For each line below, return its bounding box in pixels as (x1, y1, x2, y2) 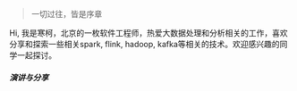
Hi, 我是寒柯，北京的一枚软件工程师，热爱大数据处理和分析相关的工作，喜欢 (9, 28, 288, 38)
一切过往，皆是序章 (30, 9, 103, 19)
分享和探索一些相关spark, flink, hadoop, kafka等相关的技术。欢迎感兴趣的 (9, 39, 280, 49)
